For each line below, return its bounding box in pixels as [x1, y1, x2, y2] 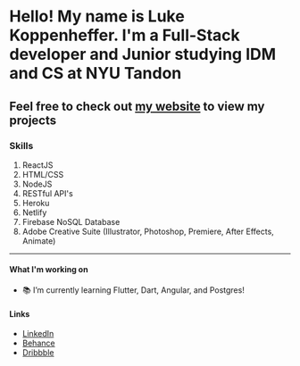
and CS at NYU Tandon [9, 63, 182, 84]
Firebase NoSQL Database [21, 216, 121, 227]
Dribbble [21, 347, 54, 358]
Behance [21, 337, 55, 349]
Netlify [21, 207, 47, 218]
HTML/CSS [21, 169, 64, 179]
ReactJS [21, 159, 54, 171]
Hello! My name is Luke [9, 6, 185, 27]
